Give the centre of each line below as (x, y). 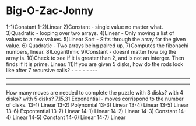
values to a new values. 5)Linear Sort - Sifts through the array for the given (96, 39)
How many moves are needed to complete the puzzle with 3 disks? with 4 (95, 92)
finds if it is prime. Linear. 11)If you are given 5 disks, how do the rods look (95, 64)
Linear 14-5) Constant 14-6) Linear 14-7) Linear (69, 117)
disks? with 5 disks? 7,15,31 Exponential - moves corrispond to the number (95, 99)
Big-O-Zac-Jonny (50, 11)
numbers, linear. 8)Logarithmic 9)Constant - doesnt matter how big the (91, 51)
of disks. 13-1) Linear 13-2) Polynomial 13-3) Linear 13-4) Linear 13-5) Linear (97, 105)
